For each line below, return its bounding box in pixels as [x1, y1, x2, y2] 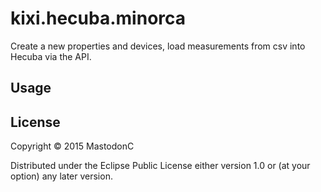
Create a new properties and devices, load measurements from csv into [10, 40, 306, 52]
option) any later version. [10, 170, 113, 182]
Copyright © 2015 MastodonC [10, 140, 135, 152]
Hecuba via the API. [10, 50, 92, 62]
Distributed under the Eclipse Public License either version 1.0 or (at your [10, 160, 311, 172]
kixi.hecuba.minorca [10, 7, 187, 30]
